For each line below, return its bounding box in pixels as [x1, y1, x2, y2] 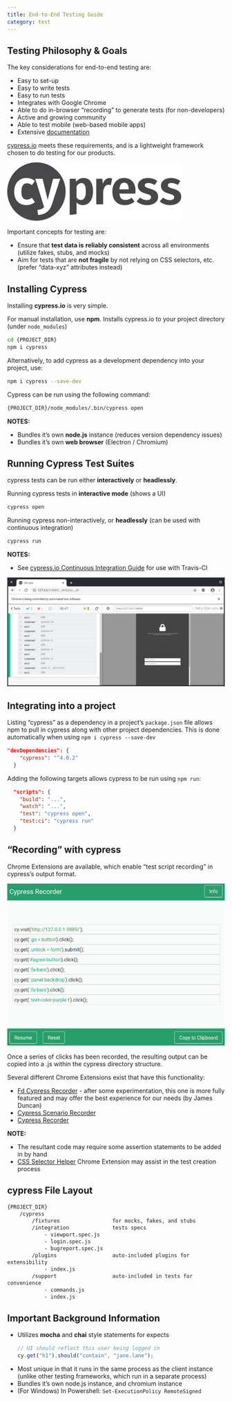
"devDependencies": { [7, 747, 70, 754]
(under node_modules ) [7, 322, 68, 331]
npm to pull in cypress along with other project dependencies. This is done [7, 726, 220, 734]
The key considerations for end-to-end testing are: [7, 63, 152, 72]
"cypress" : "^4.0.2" [19, 754, 79, 761]
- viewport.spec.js [43, 1231, 100, 1238]
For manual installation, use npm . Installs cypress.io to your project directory [7, 315, 225, 323]
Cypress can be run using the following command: [7, 390, 151, 399]
